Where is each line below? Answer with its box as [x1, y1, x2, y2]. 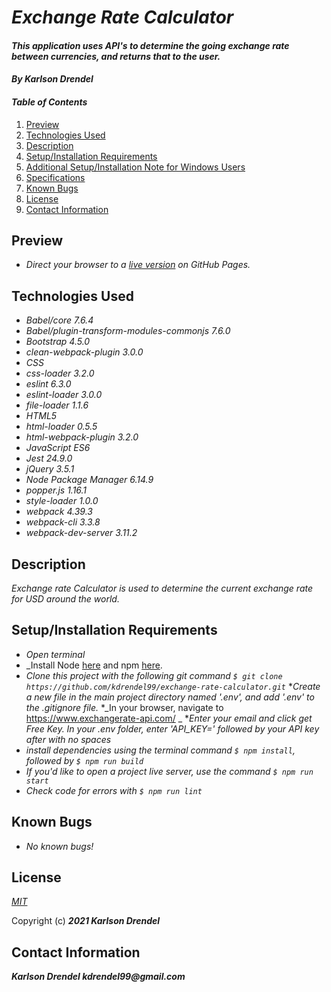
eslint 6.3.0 [25, 378, 72, 390]
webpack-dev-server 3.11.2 [25, 527, 138, 539]
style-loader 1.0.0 [25, 495, 99, 507]
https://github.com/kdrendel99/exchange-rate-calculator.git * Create [25, 680, 321, 692]
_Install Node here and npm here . [25, 659, 163, 671]
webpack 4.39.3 [25, 506, 93, 518]
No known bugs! [25, 840, 94, 852]
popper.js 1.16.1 [25, 484, 88, 496]
